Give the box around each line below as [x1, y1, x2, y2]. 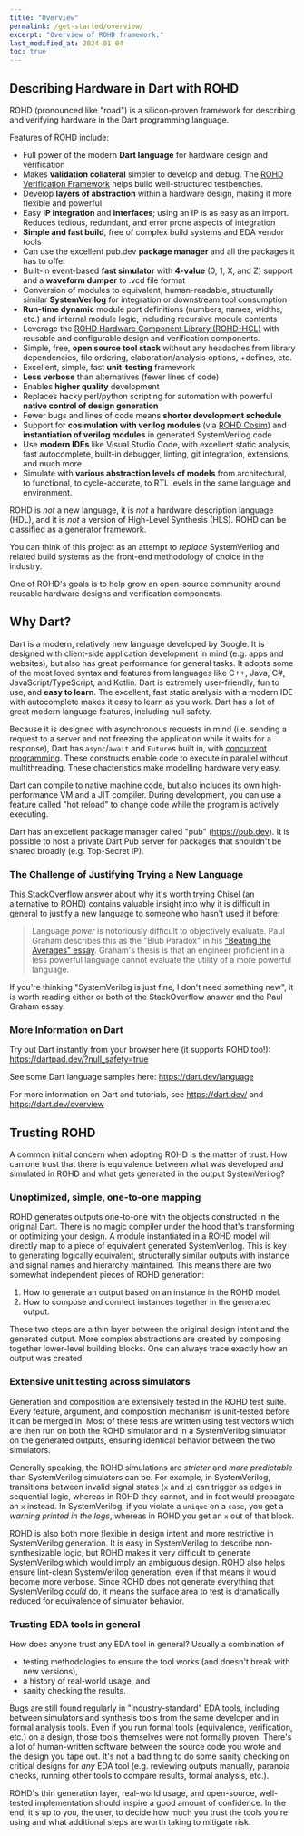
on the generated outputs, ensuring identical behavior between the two [9, 1435, 276, 1446]
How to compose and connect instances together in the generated [22, 1297, 272, 1308]
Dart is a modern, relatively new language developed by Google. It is [9, 638, 265, 649]
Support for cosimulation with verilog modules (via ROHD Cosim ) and [22, 419, 288, 430]
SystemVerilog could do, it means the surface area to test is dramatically [9, 1586, 280, 1596]
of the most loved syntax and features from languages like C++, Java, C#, [9, 667, 286, 678]
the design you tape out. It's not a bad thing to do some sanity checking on [9, 1751, 290, 1762]
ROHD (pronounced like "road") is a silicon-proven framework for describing [9, 104, 296, 115]
